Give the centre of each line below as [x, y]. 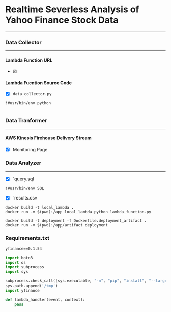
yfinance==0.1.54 [24, 249]
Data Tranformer [26, 121]
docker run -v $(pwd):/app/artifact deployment [57, 225]
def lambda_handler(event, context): [45, 300]
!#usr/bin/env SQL [25, 189]
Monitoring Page [30, 149]
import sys [17, 272]
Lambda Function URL [29, 60]
